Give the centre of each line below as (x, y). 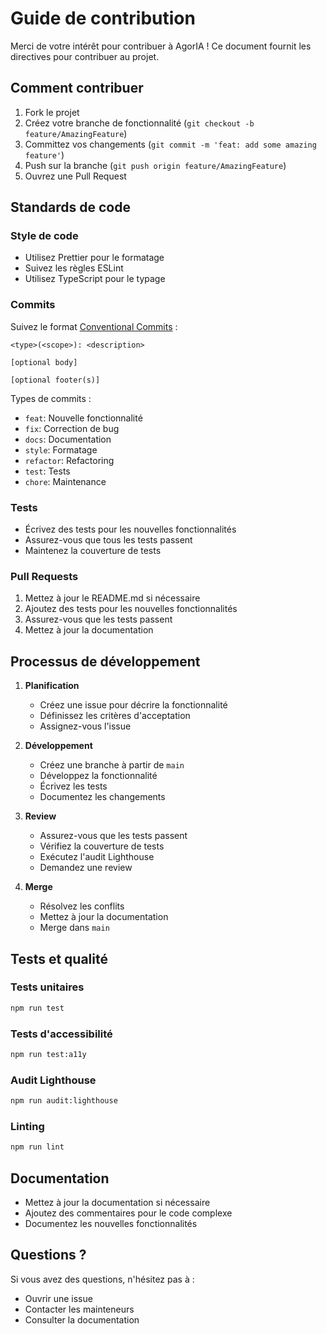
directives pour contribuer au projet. (85, 56)
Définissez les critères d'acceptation (115, 716)
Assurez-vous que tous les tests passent (108, 540)
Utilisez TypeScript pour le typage (95, 279)
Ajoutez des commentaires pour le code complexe (128, 1213)
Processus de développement (105, 661)
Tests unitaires (47, 987)
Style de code (44, 236)
